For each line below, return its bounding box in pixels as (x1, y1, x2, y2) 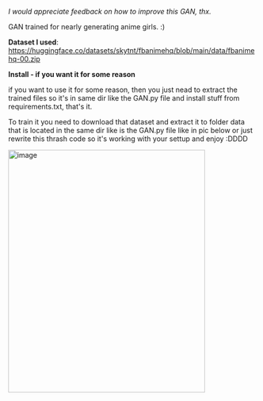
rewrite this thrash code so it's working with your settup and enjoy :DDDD (8, 134, 248, 143)
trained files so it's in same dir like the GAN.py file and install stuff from (8, 94, 240, 102)
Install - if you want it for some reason (8, 70, 136, 78)
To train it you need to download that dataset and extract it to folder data (8, 117, 246, 126)
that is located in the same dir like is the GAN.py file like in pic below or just (8, 126, 253, 135)
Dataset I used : (8, 37, 59, 47)
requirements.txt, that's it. (8, 102, 93, 111)
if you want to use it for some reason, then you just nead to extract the (8, 85, 238, 94)
